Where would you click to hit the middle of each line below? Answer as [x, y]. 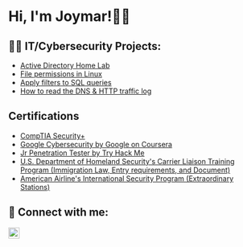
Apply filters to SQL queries [66, 82]
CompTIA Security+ [53, 135]
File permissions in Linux [61, 74]
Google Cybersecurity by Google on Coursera [96, 144]
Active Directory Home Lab [65, 65]
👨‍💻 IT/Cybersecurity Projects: [85, 46]
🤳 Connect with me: [58, 212]
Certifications [44, 116]
